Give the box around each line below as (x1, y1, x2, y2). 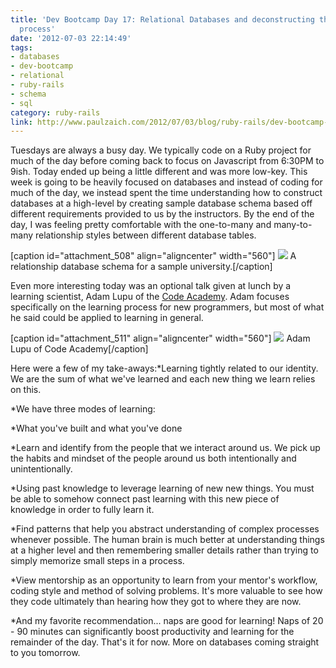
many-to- (273, 219, 313, 231)
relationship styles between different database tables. (34, 229, 257, 241)
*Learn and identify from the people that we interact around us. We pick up (10, 442, 321, 454)
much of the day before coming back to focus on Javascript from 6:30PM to (10, 155, 325, 167)
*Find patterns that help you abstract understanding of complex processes (10, 523, 320, 535)
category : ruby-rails (10, 107, 101, 118)
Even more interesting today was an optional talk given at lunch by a (10, 280, 292, 292)
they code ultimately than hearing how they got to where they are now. (10, 596, 302, 608)
